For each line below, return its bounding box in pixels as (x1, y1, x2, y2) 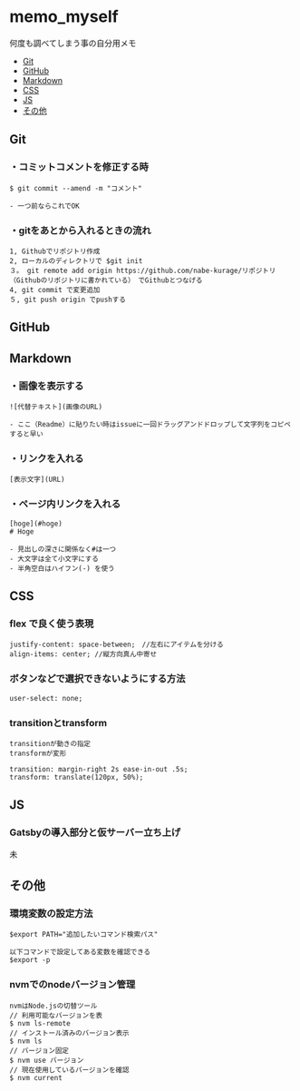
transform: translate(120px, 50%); (9, 772, 144, 781)
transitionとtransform (9, 716, 107, 729)
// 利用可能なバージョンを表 (9, 1010, 102, 1020)
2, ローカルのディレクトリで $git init (9, 256, 143, 265)
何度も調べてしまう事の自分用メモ (9, 37, 137, 48)
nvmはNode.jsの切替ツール (9, 1001, 98, 1010)
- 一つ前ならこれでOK (9, 201, 80, 211)
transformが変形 (9, 749, 67, 758)
